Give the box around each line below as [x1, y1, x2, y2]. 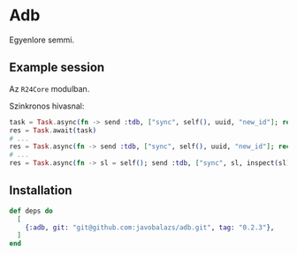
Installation [9, 183, 72, 199]
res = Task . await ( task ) [9, 125, 97, 135]
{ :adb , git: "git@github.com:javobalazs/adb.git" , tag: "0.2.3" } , [25, 222, 275, 232]
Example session [9, 60, 105, 75]
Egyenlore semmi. [9, 34, 75, 45]
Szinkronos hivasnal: [9, 101, 85, 111]
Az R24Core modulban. [9, 83, 90, 94]
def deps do [9, 206, 53, 215]
